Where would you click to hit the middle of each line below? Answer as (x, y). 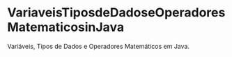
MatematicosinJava (65, 27)
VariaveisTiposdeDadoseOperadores (116, 13)
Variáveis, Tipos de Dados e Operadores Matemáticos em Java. (99, 46)
